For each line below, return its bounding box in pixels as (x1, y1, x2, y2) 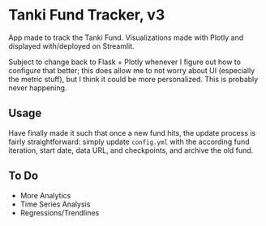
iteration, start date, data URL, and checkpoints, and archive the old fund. (8, 145, 254, 155)
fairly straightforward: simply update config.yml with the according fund (8, 137, 250, 146)
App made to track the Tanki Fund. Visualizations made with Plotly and (8, 33, 244, 42)
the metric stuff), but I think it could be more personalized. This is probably (8, 74, 259, 84)
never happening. (8, 83, 67, 93)
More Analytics (19, 190, 71, 200)
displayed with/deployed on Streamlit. (8, 41, 135, 50)
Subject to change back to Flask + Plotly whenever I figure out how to (8, 57, 242, 67)
